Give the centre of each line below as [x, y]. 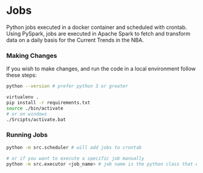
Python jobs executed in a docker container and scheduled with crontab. [97, 27]
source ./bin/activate [35, 108]
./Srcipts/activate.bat [36, 119]
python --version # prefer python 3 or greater [67, 86]
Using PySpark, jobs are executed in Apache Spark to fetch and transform [98, 33]
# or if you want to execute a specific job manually [76, 158]
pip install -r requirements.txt [48, 102]
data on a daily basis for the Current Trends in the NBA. [75, 40]
